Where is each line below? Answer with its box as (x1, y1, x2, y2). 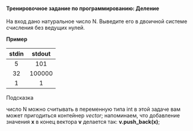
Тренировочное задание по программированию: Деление (6, 5, 159, 12)
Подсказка (6, 94, 34, 101)
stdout (31, 50, 51, 58)
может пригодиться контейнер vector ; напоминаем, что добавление (6, 112, 180, 119)
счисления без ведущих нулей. (6, 24, 85, 31)
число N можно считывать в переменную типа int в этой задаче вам (6, 106, 181, 113)
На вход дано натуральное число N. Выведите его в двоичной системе (6, 18, 188, 25)
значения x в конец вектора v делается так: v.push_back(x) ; (6, 119, 160, 126)
